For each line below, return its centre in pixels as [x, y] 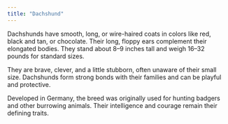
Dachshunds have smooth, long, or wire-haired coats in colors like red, [109, 34]
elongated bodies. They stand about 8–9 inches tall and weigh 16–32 [106, 48]
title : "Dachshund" [36, 14]
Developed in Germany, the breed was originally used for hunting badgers [114, 98]
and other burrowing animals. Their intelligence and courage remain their [113, 105]
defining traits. [28, 113]
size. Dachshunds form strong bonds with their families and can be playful [114, 77]
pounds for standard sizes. [46, 56]
